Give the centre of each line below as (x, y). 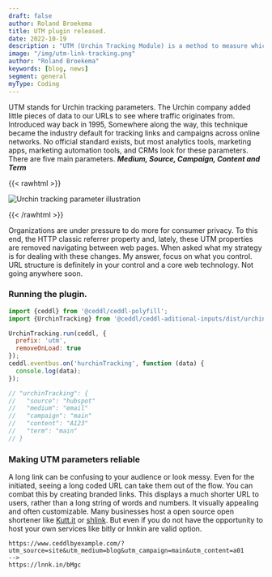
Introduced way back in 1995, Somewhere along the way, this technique (128, 124)
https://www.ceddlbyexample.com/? (67, 544)
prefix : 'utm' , (41, 341)
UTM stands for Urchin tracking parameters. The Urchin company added (130, 107)
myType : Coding (34, 84)
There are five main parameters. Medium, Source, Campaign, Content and (134, 158)
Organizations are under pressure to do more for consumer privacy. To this (133, 230)
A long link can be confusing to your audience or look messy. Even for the (132, 477)
